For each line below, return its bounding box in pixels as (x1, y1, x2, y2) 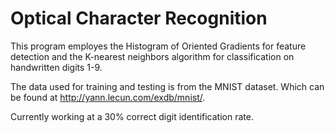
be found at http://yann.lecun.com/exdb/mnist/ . (10, 91, 206, 103)
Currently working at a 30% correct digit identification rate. (10, 110, 254, 122)
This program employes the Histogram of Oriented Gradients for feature (10, 40, 307, 52)
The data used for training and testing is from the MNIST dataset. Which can (10, 80, 325, 92)
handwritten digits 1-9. (10, 61, 103, 73)
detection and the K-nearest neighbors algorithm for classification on (10, 50, 295, 62)
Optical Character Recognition (10, 7, 268, 30)
